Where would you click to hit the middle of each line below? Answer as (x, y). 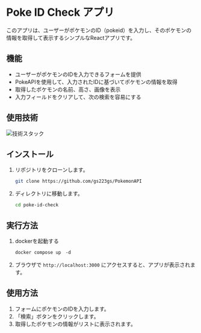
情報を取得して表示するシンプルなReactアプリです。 (71, 37)
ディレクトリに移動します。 (49, 194)
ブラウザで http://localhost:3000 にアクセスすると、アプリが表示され (103, 265)
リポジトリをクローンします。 (51, 170)
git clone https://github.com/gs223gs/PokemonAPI (79, 182)
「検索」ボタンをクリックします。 (57, 316)
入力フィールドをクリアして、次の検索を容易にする (78, 97)
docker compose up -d (43, 252)
